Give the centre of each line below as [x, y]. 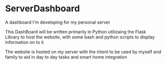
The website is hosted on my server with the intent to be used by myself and [83, 52]
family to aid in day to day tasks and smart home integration [66, 57]
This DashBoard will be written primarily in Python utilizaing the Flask [76, 32]
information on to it [25, 42]
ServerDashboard [43, 9]
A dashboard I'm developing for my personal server [58, 22]
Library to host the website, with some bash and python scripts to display [80, 37]
